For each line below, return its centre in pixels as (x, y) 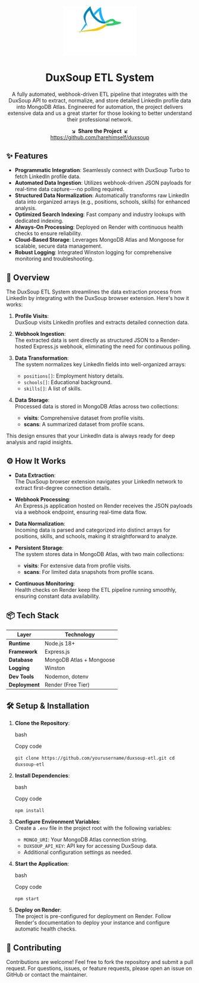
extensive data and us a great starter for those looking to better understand (100, 113)
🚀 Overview (28, 277)
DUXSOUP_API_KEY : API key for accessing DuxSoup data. (90, 846)
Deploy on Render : (38, 910)
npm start (27, 899)
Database (21, 660)
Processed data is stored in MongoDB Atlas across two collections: (97, 407)
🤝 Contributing (34, 948)
